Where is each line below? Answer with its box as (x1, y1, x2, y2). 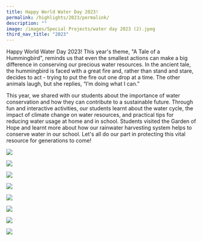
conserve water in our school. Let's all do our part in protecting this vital (6, 131, 186, 138)
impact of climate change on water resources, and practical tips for (6, 111, 174, 119)
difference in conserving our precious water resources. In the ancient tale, (6, 61, 191, 68)
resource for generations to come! (6, 137, 92, 144)
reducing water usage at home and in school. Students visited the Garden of (6, 117, 197, 125)
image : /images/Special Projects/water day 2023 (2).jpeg (6, 25, 155, 32)
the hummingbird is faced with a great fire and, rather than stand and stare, (6, 67, 194, 74)
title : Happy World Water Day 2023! (6, 8, 99, 15)
